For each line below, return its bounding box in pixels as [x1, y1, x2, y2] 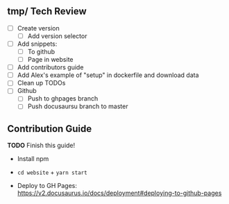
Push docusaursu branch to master [27, 102, 128, 110]
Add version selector [27, 31, 87, 40]
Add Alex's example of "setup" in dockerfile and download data [17, 71, 199, 79]
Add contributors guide [17, 63, 84, 71]
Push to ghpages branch [27, 94, 99, 103]
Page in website [27, 56, 74, 64]
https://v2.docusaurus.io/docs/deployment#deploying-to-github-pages [17, 189, 222, 197]
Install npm [17, 155, 49, 163]
